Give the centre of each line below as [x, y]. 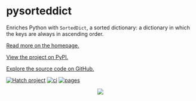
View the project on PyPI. [37, 57]
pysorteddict [39, 11]
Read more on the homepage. [43, 45]
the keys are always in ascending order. [55, 33]
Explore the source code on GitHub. [50, 68]
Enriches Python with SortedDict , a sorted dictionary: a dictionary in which [98, 27]
